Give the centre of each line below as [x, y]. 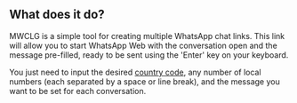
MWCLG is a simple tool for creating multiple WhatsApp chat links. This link [147, 36]
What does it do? [57, 15]
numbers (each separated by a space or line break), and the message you [144, 81]
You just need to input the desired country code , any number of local [135, 72]
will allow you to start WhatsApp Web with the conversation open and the [143, 45]
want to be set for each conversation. [78, 91]
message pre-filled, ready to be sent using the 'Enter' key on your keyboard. [149, 55]
